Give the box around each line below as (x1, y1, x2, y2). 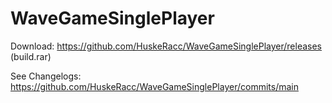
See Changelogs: (10, 70, 82, 82)
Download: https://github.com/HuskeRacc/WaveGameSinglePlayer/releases (10, 40, 322, 52)
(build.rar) (10, 50, 52, 62)
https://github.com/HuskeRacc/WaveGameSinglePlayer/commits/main (10, 80, 299, 92)
